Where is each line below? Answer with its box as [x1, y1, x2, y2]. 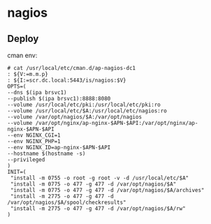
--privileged [7, 156, 45, 163]
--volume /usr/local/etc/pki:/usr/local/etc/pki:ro [7, 101, 161, 108]
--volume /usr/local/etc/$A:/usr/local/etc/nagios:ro [7, 107, 168, 114]
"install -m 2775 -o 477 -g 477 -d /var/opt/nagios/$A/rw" [10, 205, 187, 212]
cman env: [7, 51, 38, 59]
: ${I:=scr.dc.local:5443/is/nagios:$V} [7, 77, 127, 84]
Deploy [7, 33, 39, 45]
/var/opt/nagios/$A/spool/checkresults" [7, 199, 127, 206]
